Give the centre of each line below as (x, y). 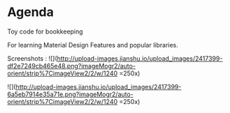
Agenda (30, 12)
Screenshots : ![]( (32, 58)
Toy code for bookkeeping (45, 31)
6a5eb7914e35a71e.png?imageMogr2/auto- (71, 94)
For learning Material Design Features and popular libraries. (93, 45)
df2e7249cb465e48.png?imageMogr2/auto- (72, 66)
